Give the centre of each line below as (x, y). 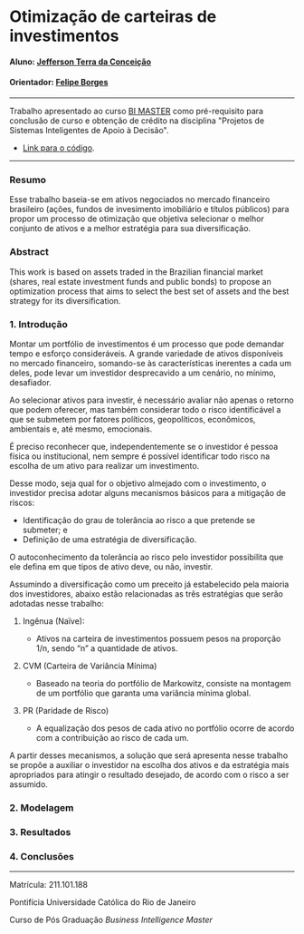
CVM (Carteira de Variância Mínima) (90, 666)
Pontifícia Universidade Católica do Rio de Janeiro (103, 902)
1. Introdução (38, 324)
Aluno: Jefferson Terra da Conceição (81, 62)
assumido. (28, 784)
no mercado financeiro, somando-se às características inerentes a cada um (151, 363)
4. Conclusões (42, 856)
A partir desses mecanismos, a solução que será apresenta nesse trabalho (149, 755)
